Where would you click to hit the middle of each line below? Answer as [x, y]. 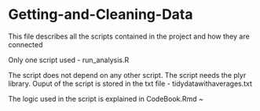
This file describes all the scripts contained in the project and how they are [129, 36]
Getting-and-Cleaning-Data [101, 15]
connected [26, 44]
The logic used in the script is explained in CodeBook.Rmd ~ [106, 98]
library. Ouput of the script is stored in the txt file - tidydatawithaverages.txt [130, 83]
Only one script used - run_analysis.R [69, 60]
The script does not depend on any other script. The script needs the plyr [127, 75]
